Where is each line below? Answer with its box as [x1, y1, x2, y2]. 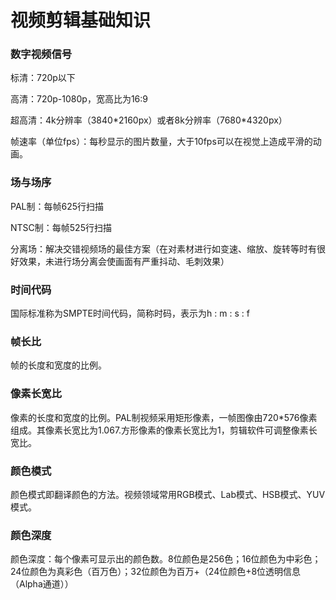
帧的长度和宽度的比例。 [10, 359, 107, 371]
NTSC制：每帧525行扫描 [10, 221, 112, 233]
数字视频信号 [10, 47, 73, 61]
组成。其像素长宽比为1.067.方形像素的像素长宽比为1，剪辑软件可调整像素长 [10, 424, 318, 436]
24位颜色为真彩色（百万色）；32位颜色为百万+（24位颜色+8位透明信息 [10, 566, 302, 578]
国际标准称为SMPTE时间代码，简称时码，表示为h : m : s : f [10, 307, 250, 320]
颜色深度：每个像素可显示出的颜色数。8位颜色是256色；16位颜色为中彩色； [10, 553, 322, 565]
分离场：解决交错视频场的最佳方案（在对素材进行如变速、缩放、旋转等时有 [10, 242, 317, 255]
